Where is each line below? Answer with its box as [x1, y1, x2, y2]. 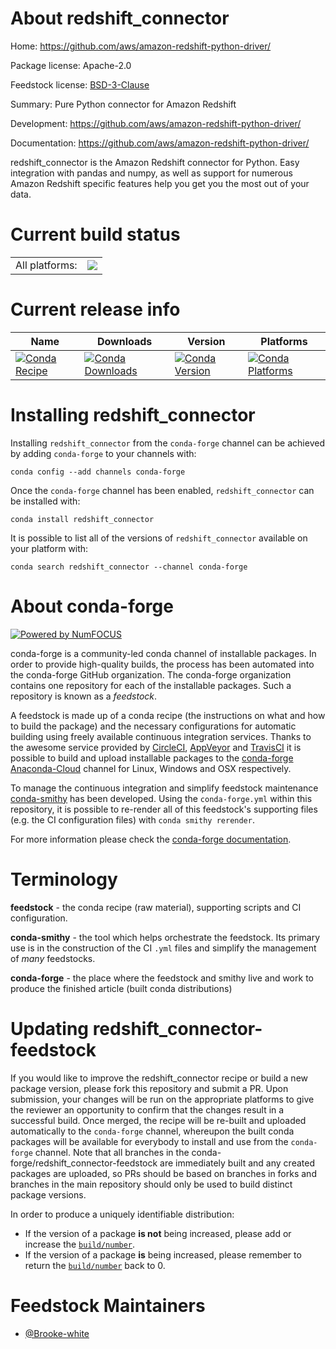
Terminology [10, 868, 118, 891]
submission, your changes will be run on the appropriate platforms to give [10, 1093, 315, 1105]
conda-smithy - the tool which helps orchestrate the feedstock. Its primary [10, 931, 321, 943]
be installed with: [10, 495, 81, 507]
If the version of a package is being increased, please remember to [24, 1248, 302, 1261]
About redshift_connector [10, 7, 230, 30]
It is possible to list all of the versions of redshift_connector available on [10, 532, 308, 544]
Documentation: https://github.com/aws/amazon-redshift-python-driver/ [10, 137, 310, 149]
